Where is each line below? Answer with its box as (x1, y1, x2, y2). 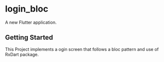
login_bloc (5, 3, 48, 15)
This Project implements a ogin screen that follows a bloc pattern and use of (5, 46, 159, 52)
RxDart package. (5, 51, 39, 57)
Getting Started (5, 33, 53, 42)
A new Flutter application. (5, 19, 57, 25)
